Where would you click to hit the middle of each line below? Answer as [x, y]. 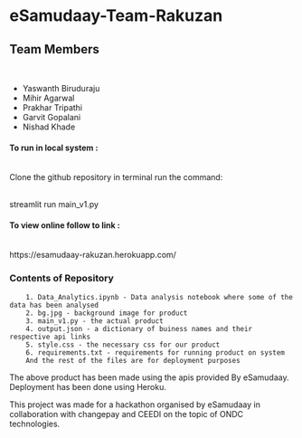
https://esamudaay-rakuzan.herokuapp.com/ [93, 255]
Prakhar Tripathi [52, 108]
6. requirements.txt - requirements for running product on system [155, 352]
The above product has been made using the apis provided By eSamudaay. [149, 377]
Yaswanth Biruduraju [61, 88]
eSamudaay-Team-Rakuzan [116, 16]
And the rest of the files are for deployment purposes [133, 360]
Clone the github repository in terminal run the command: [116, 177]
